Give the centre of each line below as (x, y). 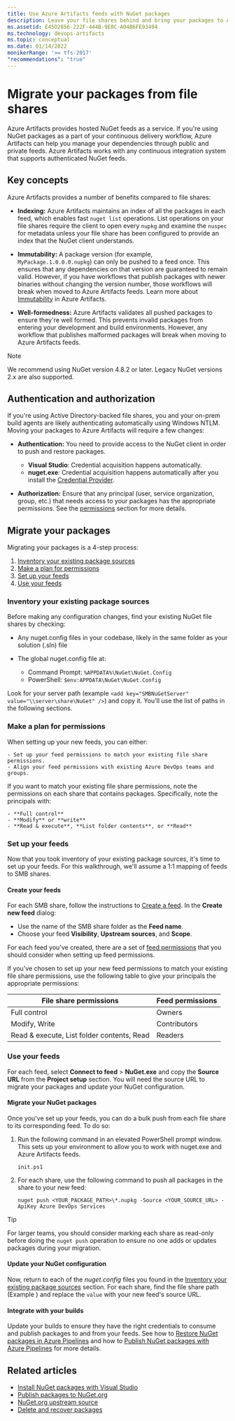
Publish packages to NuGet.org (63, 1394)
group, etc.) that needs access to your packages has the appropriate (116, 501)
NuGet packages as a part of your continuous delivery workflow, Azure (109, 136)
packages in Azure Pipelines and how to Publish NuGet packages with (108, 1341)
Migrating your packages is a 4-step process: (73, 548)
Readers (170, 1035)
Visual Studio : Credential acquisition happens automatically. (115, 465)
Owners (169, 1012)
